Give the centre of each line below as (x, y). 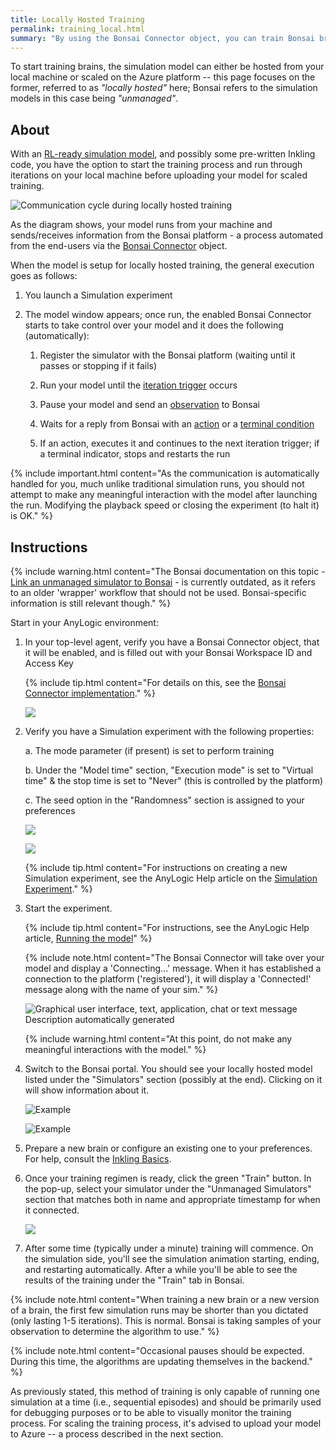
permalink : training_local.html (77, 29)
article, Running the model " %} (88, 938)
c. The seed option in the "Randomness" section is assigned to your (164, 800)
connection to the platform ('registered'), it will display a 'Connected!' (168, 979)
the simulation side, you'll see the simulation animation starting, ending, (172, 1259)
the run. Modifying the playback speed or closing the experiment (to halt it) (165, 505)
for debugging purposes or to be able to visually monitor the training (151, 1412)
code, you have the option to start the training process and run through (156, 165)
